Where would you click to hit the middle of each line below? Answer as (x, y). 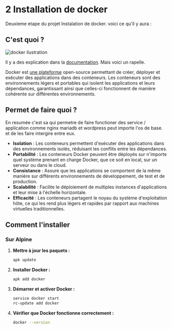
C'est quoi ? (25, 40)
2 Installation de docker (56, 9)
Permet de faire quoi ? (41, 110)
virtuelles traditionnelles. (39, 208)
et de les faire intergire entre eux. (41, 133)
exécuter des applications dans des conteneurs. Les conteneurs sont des (83, 78)
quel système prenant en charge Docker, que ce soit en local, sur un (85, 160)
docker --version (31, 322)
